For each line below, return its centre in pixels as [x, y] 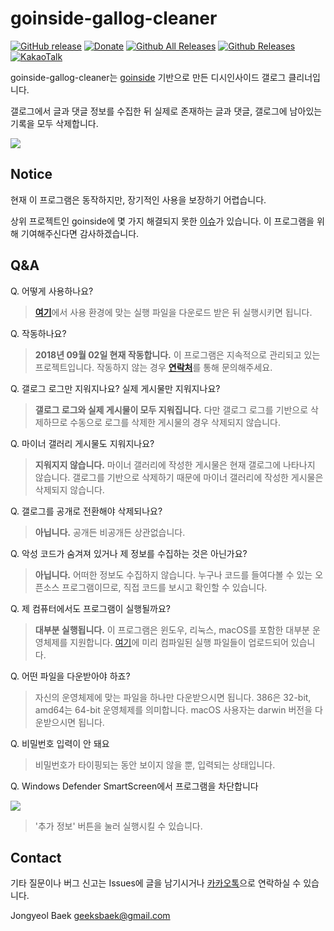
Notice [31, 174]
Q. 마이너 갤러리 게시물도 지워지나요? [82, 443]
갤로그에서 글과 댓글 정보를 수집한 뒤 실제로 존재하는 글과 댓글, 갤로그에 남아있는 [166, 111]
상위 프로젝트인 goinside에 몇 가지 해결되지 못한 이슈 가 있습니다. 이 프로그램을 [162, 221]
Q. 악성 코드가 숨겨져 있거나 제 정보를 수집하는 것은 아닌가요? [129, 553]
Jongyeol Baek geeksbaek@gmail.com [90, 916]
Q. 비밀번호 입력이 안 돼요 [60, 743]
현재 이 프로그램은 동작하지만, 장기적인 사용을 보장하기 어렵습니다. [138, 199]
